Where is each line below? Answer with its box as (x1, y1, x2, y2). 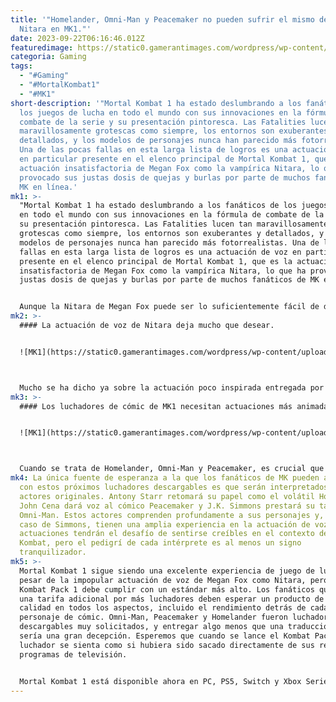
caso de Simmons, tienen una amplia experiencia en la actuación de (19, 519, 311, 530)
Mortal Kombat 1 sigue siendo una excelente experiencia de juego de (19, 566, 315, 576)
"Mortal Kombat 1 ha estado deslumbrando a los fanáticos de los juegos (19, 201, 329, 211)
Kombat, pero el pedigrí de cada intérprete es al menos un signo (19, 538, 302, 548)
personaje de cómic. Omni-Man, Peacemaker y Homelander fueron (19, 612, 288, 623)
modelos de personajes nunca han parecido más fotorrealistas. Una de (19, 237, 320, 248)
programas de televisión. (19, 649, 128, 660)
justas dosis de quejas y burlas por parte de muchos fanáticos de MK (19, 275, 320, 285)
